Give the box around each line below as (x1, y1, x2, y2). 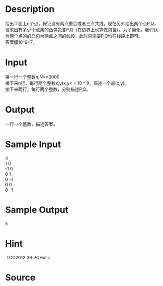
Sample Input (5, 139, 61, 150)
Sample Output (5, 204, 69, 215)
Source (5, 272, 36, 283)
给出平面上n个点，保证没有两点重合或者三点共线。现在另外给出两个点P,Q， (5, 20, 159, 26)
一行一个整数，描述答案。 (5, 121, 58, 127)
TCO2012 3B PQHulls (6, 254, 50, 260)
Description (5, 3, 55, 15)
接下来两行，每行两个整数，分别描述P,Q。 (5, 86, 91, 92)
